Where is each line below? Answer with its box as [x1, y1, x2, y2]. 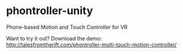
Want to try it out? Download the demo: [6, 35, 102, 42]
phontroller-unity [6, 4, 93, 18]
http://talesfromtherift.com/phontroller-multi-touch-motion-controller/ [6, 41, 177, 48]
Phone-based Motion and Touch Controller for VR [6, 23, 128, 31]
